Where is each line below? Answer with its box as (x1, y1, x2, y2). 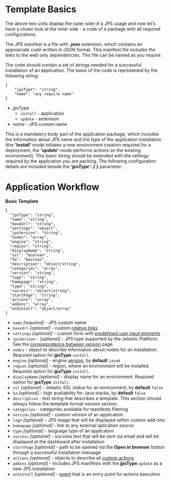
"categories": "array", (10, 266, 60, 271)
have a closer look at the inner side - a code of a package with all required (5, 25, 161, 32)
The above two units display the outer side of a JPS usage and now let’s (5, 20, 156, 26)
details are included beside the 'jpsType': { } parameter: (5, 163, 123, 169)
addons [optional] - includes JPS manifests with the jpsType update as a (12, 460, 162, 466)
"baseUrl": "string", (10, 221, 56, 226)
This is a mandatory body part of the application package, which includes (5, 131, 159, 137)
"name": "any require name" (14, 91, 74, 96)
